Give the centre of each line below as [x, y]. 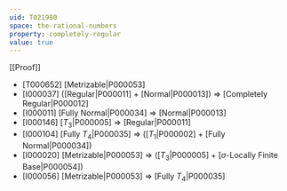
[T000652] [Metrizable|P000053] [84, 84]
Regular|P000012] [55, 104]
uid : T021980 [33, 17]
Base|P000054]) [52, 166]
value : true [31, 42]
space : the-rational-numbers [63, 26]
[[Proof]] [25, 68]
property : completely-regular [65, 34]
